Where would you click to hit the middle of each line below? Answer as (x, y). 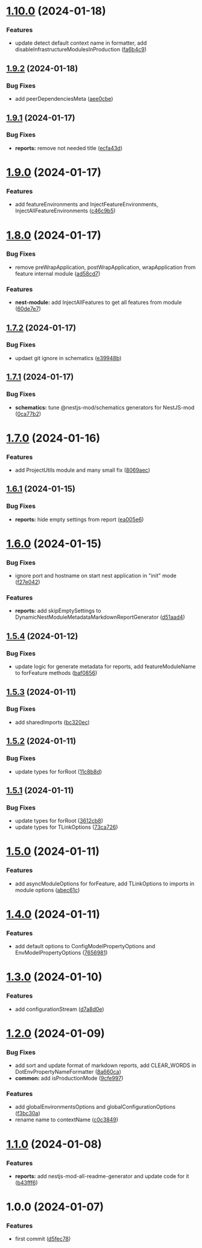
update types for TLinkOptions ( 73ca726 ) (67, 827)
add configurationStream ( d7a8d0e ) (59, 1009)
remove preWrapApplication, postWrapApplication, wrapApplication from (105, 267)
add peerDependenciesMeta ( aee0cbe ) (64, 99)
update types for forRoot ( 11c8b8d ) (58, 771)
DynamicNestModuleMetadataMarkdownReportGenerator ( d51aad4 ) (100, 617)
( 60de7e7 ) (28, 309)
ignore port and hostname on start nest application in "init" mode (96, 576)
